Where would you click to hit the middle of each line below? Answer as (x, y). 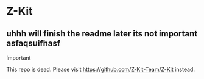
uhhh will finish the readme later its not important (102, 34)
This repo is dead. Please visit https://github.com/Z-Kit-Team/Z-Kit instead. (100, 69)
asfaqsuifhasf (33, 43)
